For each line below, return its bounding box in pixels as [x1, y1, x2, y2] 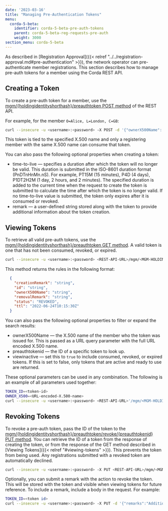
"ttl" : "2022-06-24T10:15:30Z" [14, 304, 79, 309]
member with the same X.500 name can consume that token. [5, 142, 131, 148]
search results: [5, 323, 36, 329]
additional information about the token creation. [12, 209, 111, 215]
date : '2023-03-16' [5, 7, 46, 13]
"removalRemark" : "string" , [14, 294, 72, 299]
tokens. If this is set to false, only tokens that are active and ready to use [12, 359, 162, 365]
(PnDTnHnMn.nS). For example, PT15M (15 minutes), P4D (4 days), [12, 172, 150, 178]
